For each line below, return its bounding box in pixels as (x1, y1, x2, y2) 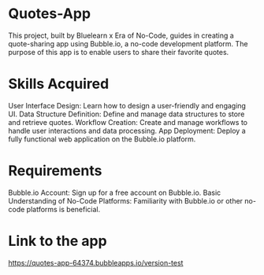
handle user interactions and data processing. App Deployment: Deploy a (8, 126, 246, 135)
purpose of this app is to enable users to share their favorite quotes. (8, 47, 229, 57)
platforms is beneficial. (26, 204, 101, 214)
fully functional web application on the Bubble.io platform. (8, 134, 196, 144)
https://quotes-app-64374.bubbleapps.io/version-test (8, 258, 184, 267)
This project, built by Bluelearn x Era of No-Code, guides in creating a (8, 31, 234, 40)
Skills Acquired (8, 75, 110, 93)
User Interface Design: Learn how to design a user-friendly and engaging (8, 101, 247, 110)
